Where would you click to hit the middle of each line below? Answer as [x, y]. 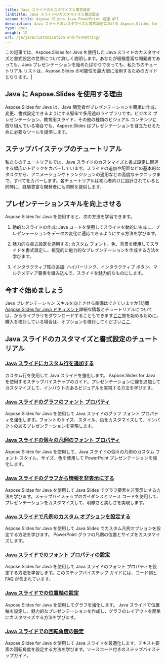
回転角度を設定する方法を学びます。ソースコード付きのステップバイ [83, 649]
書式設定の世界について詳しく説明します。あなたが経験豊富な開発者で [85, 58]
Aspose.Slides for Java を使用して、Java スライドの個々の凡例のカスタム [80, 452]
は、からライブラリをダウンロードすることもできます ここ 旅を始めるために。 [83, 316]
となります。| [19, 77]
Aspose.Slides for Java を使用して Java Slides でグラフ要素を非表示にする [81, 490]
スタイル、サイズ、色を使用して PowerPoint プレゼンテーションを [86, 458]
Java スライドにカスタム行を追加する [50, 364]
